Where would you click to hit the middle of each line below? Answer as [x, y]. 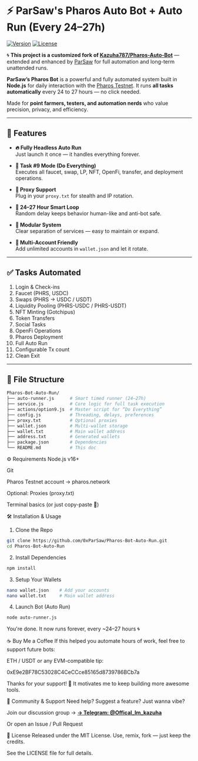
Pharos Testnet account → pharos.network [58, 482]
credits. [16, 742]
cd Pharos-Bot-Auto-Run [36, 546]
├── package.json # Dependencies [57, 442]
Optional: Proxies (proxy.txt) [41, 493]
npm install [21, 568]
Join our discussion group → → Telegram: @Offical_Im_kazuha [84, 713]
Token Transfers [35, 318]
